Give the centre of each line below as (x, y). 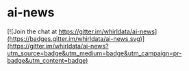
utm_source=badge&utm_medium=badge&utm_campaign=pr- (94, 53)
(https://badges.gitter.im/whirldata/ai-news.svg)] (76, 38)
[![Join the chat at (32, 31)
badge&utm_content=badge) (48, 60)
